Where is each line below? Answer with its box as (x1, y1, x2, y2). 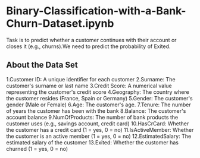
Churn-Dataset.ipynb (6, 17, 114, 30)
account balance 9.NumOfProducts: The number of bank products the (6, 113, 179, 121)
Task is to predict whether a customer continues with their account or (6, 36, 177, 43)
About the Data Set (6, 60, 79, 70)
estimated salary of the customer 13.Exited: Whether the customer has (6, 138, 179, 146)
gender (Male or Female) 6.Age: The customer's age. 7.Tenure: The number (6, 101, 192, 108)
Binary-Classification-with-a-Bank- (6, 4, 186, 18)
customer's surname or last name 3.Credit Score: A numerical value (6, 82, 173, 89)
